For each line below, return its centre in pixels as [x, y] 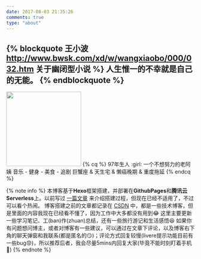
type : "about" [24, 23]
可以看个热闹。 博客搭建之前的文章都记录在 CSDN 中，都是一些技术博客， [97, 206]
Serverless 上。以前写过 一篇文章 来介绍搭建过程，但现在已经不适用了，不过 [100, 198]
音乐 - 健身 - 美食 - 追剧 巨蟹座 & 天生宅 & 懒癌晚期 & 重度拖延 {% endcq [102, 172]
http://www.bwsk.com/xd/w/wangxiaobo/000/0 [99, 58]
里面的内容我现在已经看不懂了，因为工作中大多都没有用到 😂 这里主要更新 [102, 213]
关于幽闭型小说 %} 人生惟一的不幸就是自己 [114, 69]
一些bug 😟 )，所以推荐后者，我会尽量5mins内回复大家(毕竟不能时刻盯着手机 [99, 243]
